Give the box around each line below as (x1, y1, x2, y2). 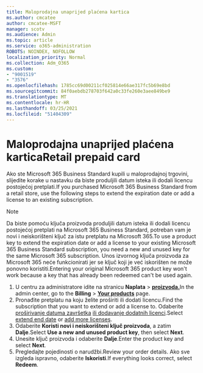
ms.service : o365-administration (6, 43, 91, 49)
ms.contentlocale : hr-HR (6, 99, 69, 105)
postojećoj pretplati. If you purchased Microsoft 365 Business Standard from (6, 183, 197, 191)
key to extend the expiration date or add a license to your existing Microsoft (6, 239, 196, 247)
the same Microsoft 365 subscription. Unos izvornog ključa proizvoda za (6, 252, 189, 260)
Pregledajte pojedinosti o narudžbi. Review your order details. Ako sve (15, 348, 190, 355)
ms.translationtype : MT (6, 94, 67, 100)
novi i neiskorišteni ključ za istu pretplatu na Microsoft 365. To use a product (6, 233, 196, 240)
